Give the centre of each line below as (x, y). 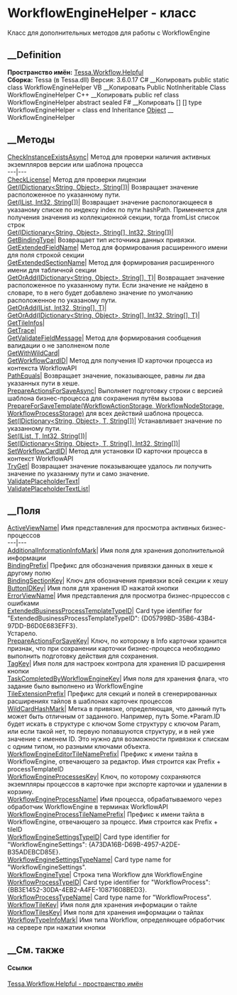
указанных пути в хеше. (44, 383)
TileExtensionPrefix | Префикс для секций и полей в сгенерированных (112, 694)
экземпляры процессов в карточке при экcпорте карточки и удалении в (117, 784)
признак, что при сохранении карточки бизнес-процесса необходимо (114, 649)
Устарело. (22, 634)
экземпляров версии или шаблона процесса (75, 164)
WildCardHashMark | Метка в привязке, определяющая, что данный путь (117, 709)
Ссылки (20, 968)
